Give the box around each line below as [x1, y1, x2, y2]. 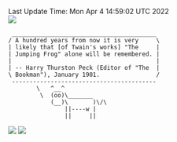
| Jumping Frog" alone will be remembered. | [8, 50, 160, 58]
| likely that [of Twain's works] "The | [8, 43, 160, 51]
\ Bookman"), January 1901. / [8, 71, 160, 78]
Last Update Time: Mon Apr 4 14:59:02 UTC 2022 [8, 7, 169, 16]
